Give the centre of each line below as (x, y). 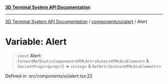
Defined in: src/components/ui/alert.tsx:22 (49, 76)
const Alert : (30, 55)
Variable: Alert (36, 42)
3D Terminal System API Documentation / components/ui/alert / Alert (76, 21)
